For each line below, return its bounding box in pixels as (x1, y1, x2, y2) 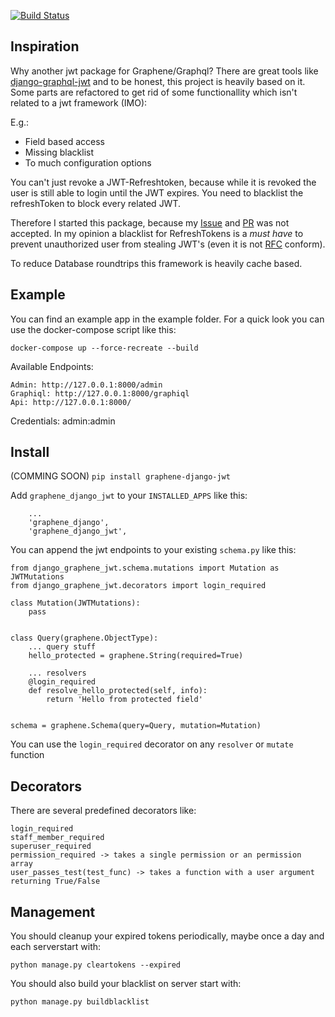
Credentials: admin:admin (10, 415, 116, 427)
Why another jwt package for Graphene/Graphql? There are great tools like (10, 65, 319, 77)
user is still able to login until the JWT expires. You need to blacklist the (10, 186, 304, 199)
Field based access (24, 135, 105, 147)
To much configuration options (24, 156, 152, 169)
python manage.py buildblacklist (10, 997, 150, 1007)
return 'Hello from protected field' (46, 695, 203, 705)
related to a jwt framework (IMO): (10, 96, 148, 109)
